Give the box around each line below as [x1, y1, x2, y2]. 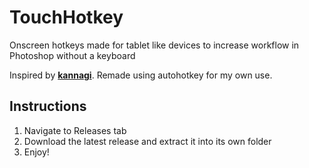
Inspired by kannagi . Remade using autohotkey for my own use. [9, 69, 273, 81]
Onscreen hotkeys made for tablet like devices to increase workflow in [9, 39, 300, 51]
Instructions [9, 98, 87, 115]
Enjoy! [23, 146, 50, 158]
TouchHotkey [9, 6, 124, 29]
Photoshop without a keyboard [9, 49, 136, 61]
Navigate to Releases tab [23, 124, 127, 136]
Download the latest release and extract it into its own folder [23, 135, 272, 147]
